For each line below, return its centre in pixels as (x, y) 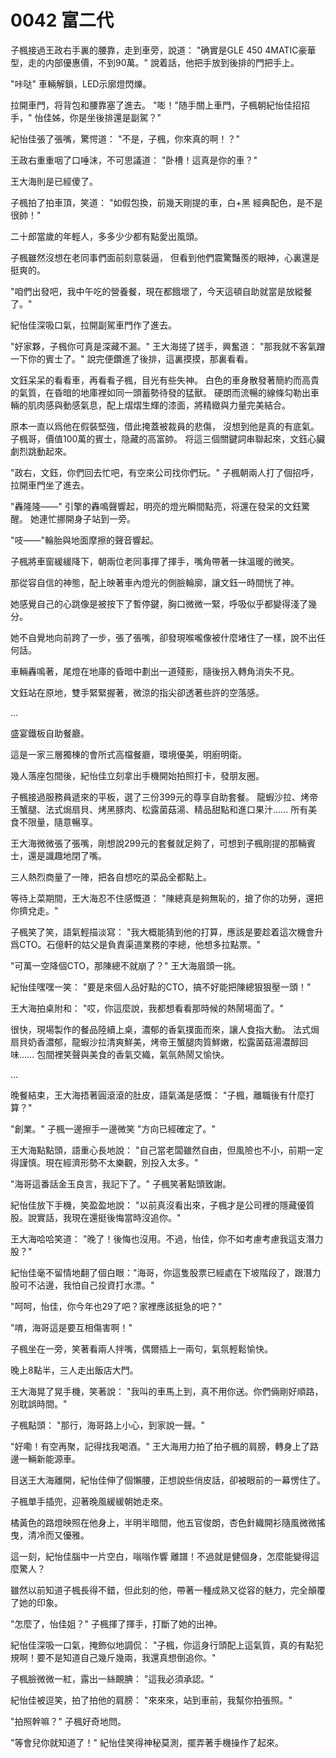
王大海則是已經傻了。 (54, 181)
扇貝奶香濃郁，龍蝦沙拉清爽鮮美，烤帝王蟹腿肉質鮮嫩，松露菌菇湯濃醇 (155, 1042)
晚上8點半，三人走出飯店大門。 (74, 1370)
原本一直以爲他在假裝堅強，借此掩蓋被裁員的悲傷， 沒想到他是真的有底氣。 (165, 426)
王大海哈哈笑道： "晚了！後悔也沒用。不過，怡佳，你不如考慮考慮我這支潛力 (167, 1238)
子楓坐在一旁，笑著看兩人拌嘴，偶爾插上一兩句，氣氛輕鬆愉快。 (141, 1348)
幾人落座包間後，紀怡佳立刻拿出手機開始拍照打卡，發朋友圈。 (137, 775)
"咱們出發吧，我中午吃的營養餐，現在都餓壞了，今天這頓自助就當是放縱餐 (161, 291)
